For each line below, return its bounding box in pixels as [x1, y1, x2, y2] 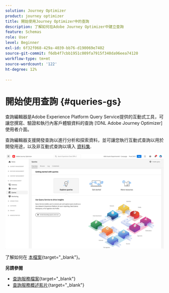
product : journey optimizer [5, 13, 64, 19]
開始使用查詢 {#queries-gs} [5, 96, 122, 108]
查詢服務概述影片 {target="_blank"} [12, 282, 84, 288]
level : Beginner [5, 40, 39, 45]
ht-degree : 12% [5, 67, 37, 72]
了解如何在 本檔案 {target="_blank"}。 [5, 254, 83, 260]
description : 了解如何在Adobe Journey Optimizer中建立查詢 [5, 24, 124, 29]
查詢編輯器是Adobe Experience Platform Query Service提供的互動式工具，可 [5, 114, 164, 120]
